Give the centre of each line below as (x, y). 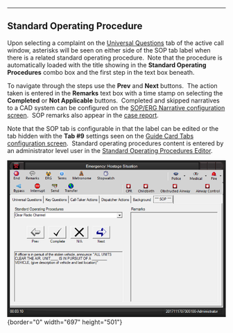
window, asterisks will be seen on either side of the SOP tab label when (109, 50)
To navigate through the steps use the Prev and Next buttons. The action (112, 85)
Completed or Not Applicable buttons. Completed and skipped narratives (113, 100)
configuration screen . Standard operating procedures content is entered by (115, 143)
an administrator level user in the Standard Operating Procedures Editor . (110, 150)
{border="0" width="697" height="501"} (65, 322)
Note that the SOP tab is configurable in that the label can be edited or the (113, 128)
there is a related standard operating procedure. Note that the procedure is (115, 57)
